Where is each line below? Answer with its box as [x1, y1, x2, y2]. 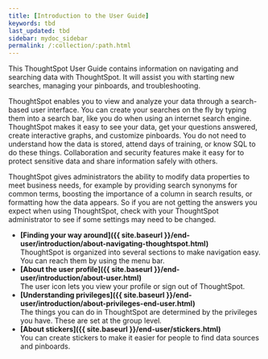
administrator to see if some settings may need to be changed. [8, 215, 216, 225]
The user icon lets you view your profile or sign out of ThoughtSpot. [19, 282, 245, 291]
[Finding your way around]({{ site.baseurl [19, 230, 163, 240]
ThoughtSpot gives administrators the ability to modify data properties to [8, 172, 250, 182]
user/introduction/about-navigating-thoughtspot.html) [19, 239, 209, 249]
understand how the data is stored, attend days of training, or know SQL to [8, 139, 256, 149]
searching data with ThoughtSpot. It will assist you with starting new [8, 72, 235, 82]
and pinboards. [19, 341, 71, 351]
